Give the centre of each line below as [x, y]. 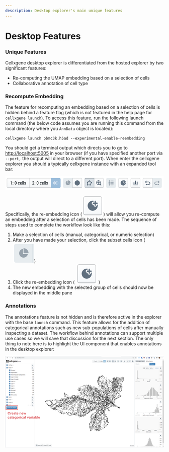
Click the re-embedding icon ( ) [56, 282]
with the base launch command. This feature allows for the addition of [77, 322]
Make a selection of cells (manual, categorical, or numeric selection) [83, 235]
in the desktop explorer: [30, 349]
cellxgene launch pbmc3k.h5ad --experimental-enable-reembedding [75, 138]
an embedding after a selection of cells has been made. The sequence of [81, 219]
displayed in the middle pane [42, 293]
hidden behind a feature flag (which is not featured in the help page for [79, 113]
